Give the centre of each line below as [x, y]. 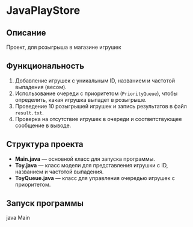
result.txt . [29, 113]
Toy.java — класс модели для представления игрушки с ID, [91, 165]
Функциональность [45, 66]
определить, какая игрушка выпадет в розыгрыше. [81, 99]
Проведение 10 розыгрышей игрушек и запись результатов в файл [101, 106]
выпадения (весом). [41, 87]
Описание [26, 33]
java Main [18, 218]
